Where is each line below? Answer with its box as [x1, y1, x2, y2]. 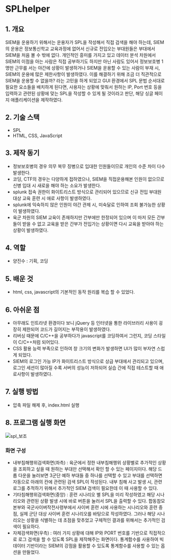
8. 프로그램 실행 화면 [5, 418, 66, 427]
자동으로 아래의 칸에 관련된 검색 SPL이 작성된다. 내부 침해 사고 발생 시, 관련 [12, 479, 162, 485]
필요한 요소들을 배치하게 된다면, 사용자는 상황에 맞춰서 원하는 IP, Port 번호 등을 [5, 84, 162, 90]
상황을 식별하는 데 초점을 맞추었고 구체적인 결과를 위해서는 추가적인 [26, 517, 160, 523]
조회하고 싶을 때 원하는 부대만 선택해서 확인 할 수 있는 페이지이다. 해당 [18, 466, 157, 472]
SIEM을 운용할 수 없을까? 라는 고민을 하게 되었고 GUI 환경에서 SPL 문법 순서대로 [5, 78, 165, 83]
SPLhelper [5, 3, 50, 15]
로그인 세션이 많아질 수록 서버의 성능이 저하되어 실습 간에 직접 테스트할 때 [12, 365, 159, 371]
